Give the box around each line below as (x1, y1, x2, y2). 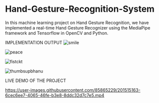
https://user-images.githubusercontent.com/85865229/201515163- (5, 87, 141, 93)
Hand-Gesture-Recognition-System (5, 3, 155, 15)
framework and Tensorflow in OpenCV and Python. (5, 30, 108, 36)
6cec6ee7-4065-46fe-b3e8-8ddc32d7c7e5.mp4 (5, 92, 105, 98)
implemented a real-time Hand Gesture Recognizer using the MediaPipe (5, 25, 151, 30)
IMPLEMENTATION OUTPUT (5, 39, 63, 45)
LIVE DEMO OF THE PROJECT (5, 77, 66, 83)
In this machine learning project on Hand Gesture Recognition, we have (5, 20, 149, 26)
